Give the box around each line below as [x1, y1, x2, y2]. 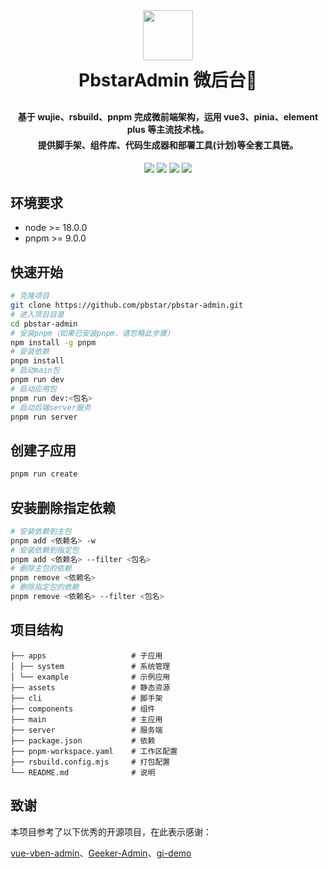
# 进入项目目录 [10, 309, 65, 319]
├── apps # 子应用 [10, 650, 163, 661]
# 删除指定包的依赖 [10, 582, 80, 593]
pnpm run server [10, 412, 78, 422]
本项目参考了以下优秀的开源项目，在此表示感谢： [10, 825, 212, 838]
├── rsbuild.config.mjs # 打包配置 [10, 757, 171, 767]
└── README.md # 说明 [10, 767, 156, 778]
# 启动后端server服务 [10, 402, 92, 413]
